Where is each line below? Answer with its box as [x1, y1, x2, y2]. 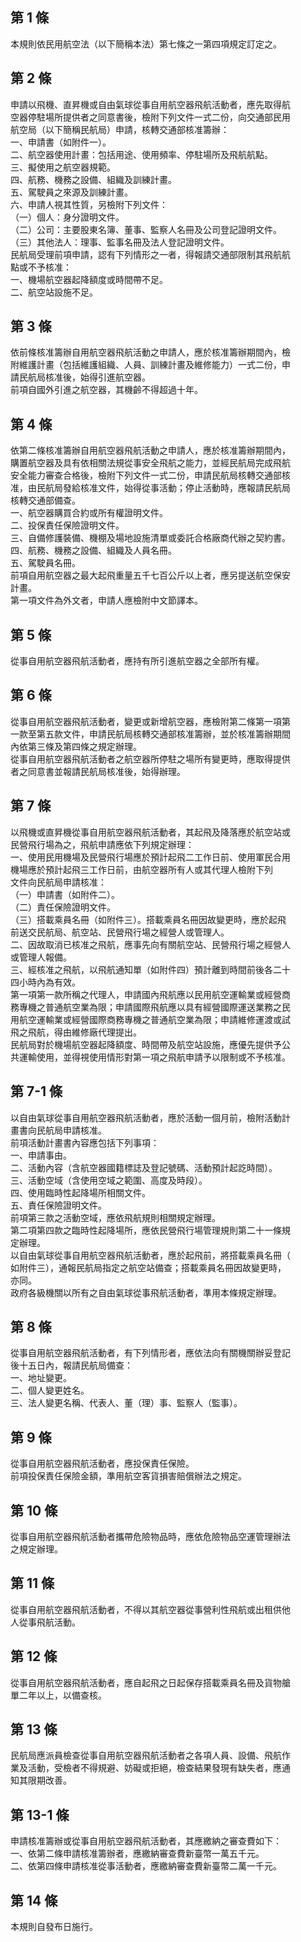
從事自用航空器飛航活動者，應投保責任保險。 [10, 1458, 195, 1470]
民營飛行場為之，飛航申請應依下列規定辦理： [10, 838, 195, 850]
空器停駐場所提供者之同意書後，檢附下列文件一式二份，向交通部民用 [10, 111, 291, 123]
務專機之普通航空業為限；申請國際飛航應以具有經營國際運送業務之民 [10, 1001, 291, 1013]
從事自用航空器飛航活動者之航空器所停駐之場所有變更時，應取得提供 [10, 753, 291, 765]
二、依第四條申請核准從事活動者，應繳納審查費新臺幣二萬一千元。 [10, 1860, 282, 1872]
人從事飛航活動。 [10, 1616, 81, 1628]
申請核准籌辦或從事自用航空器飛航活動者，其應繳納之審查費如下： [10, 1835, 282, 1847]
